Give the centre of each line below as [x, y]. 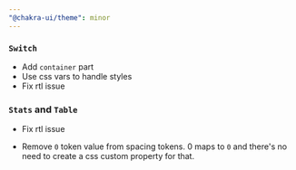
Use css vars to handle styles [77, 76]
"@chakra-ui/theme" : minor [59, 18]
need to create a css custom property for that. [108, 156]
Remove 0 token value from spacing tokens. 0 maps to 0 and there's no [154, 146]
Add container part [58, 66]
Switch [23, 48]
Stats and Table [43, 109]
